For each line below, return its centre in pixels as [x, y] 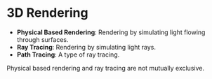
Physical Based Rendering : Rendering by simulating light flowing [111, 32]
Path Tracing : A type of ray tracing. [68, 55]
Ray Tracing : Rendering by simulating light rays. [86, 47]
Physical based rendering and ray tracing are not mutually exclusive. [106, 68]
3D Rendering [47, 13]
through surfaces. [42, 39]
